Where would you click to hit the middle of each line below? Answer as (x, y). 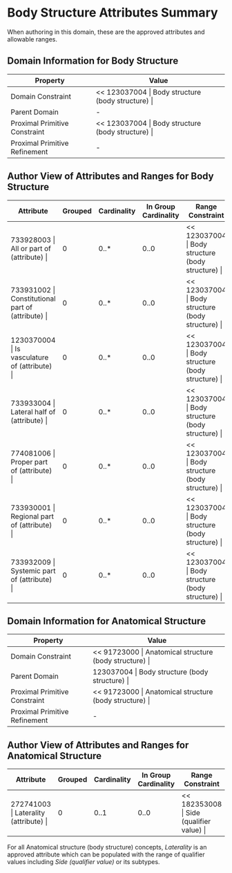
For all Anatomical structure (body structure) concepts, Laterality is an (107, 847)
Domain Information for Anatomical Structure (106, 621)
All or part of (31, 248)
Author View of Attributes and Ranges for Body (110, 177)
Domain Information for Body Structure (93, 61)
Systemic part (33, 570)
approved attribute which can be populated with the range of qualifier (106, 854)
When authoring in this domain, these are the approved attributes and (106, 32)
